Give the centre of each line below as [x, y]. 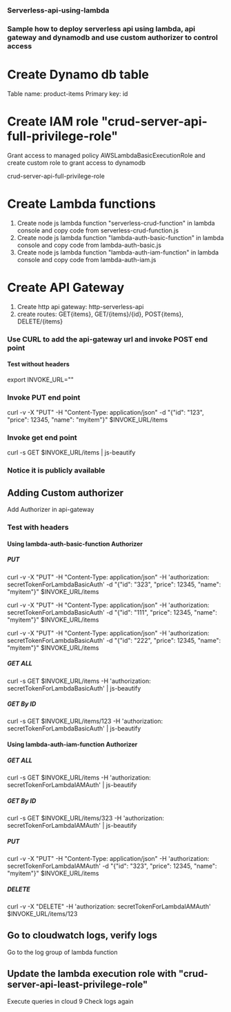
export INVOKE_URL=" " [40, 379]
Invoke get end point [42, 437]
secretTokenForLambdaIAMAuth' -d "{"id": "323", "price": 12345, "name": [112, 866]
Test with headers [38, 527]
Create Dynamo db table [78, 75]
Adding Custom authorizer [66, 493]
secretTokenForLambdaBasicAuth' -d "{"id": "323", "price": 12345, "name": [114, 584]
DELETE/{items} [40, 321]
